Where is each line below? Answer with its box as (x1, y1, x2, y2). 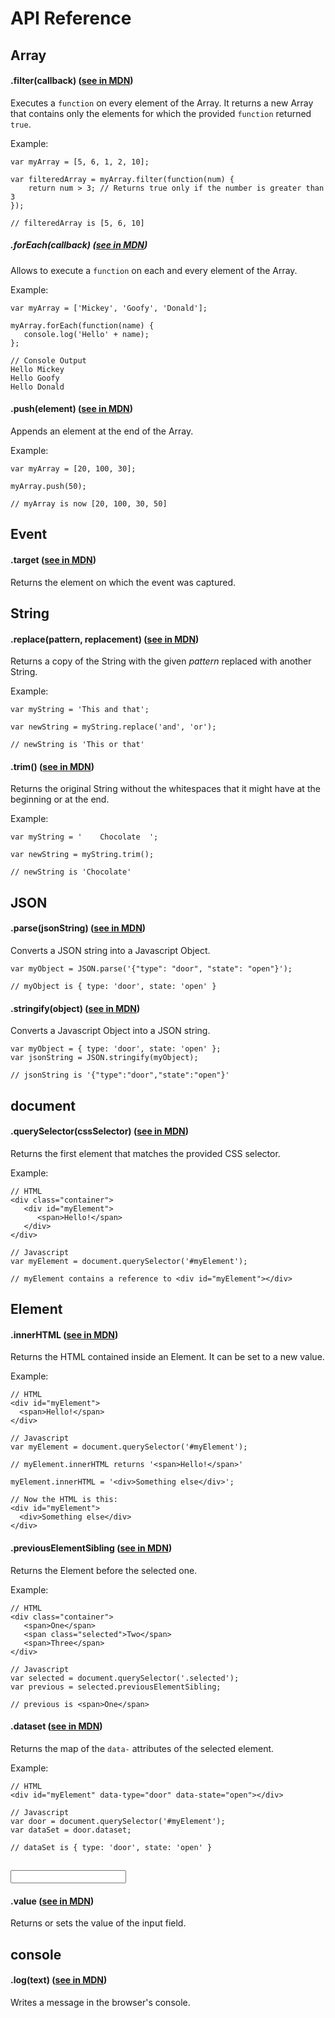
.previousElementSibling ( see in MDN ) (10, 1542, 173, 1554)
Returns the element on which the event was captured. (10, 576, 237, 588)
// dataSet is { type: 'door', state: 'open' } (10, 1842, 213, 1852)
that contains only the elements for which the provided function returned (10, 107, 312, 119)
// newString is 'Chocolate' (10, 867, 132, 877)
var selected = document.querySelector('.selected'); (10, 1673, 240, 1683)
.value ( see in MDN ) (10, 1895, 95, 1907)
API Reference (10, 7, 132, 30)
